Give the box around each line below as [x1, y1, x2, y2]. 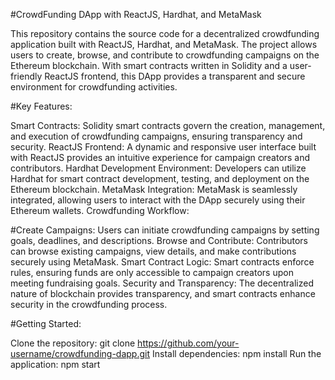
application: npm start [10, 359, 101, 370]
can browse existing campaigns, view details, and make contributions [10, 245, 297, 257]
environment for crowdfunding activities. [10, 81, 178, 93]
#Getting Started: [10, 318, 82, 329]
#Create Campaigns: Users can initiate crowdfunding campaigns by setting [10, 224, 320, 236]
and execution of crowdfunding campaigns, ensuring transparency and [10, 130, 303, 142]
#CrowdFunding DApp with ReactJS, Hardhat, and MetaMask [10, 9, 262, 20]
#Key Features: [10, 100, 73, 112]
